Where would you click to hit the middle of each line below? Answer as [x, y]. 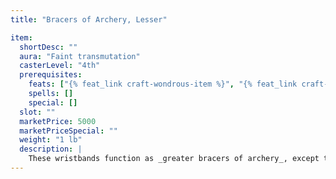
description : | [51, 149]
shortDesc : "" [48, 47]
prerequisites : [51, 75]
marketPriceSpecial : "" [68, 131]
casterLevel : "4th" [60, 66]
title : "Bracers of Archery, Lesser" [89, 19]
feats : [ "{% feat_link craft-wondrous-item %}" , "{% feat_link [163, 84]
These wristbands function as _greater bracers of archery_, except [174, 159]
